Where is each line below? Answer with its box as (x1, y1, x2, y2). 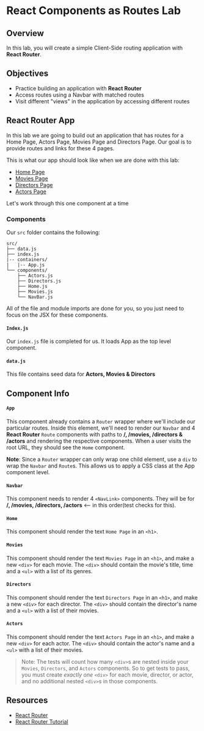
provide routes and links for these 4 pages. (6, 144, 115, 152)
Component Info (6, 388, 70, 399)
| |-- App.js (6, 262, 45, 268)
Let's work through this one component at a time (6, 199, 129, 207)
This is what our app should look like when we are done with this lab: (6, 156, 180, 164)
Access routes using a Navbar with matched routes (15, 91, 145, 98)
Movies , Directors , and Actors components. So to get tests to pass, (21, 664, 191, 672)
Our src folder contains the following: (6, 229, 101, 236)
